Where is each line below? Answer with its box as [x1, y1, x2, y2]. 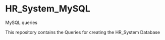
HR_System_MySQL [5, 3, 91, 14]
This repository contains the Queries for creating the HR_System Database [5, 29, 160, 35]
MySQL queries [5, 19, 38, 25]
